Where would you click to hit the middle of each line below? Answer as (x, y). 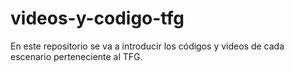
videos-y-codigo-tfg (97, 18)
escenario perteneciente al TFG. (76, 56)
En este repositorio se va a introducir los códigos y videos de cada (147, 46)
